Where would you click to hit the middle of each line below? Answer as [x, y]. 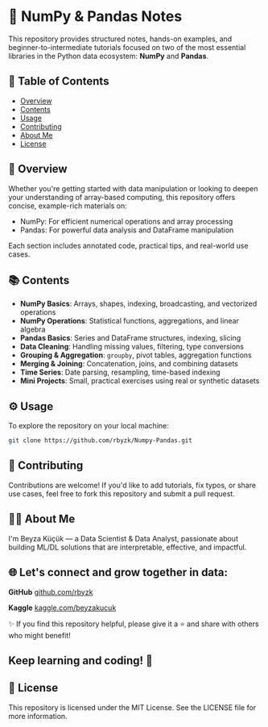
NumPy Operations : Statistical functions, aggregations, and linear [130, 321]
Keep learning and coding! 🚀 [80, 660]
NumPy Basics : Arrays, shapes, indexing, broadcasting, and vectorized [138, 304]
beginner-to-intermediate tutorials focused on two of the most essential [127, 47]
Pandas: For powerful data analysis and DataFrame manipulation [127, 230]
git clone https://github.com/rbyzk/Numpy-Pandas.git [101, 441]
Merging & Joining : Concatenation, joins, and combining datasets [129, 364]
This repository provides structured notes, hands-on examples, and [120, 39]
